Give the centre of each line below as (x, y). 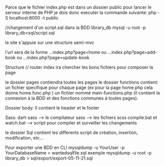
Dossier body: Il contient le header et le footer (52, 108)
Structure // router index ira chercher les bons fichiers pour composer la (79, 67)
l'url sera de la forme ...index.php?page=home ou (56, 52)
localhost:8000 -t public (34, 18)
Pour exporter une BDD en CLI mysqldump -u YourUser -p (65, 147)
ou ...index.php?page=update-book (53, 57)
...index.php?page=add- (132, 52)
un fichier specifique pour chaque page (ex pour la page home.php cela (79, 87)
